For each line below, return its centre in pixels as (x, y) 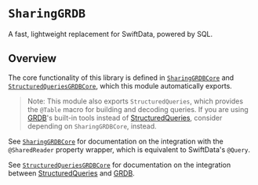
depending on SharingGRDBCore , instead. (92, 126)
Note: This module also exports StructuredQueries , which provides (135, 101)
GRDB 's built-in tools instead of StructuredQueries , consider (125, 118)
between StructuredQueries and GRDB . (71, 173)
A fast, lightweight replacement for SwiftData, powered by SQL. (111, 34)
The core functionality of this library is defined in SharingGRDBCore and (121, 78)
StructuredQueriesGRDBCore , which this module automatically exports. (120, 85)
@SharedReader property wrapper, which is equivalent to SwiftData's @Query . (129, 149)
